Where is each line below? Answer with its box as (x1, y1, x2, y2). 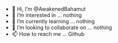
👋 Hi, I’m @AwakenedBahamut (11, 6, 86, 12)
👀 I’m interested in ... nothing (11, 12, 82, 19)
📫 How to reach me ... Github (11, 31, 85, 37)
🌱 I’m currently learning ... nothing (11, 18, 95, 24)
